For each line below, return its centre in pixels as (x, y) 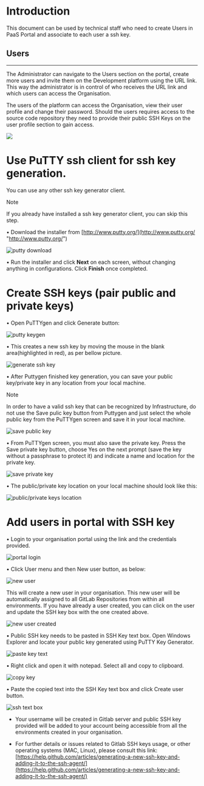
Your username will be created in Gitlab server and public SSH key (98, 719)
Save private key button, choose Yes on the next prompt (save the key (94, 449)
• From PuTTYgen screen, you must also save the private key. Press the (96, 443)
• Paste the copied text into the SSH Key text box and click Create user (95, 689)
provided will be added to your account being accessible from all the (101, 725)
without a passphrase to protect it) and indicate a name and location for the (100, 456)
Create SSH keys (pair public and (91, 293)
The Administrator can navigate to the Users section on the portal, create (98, 74)
